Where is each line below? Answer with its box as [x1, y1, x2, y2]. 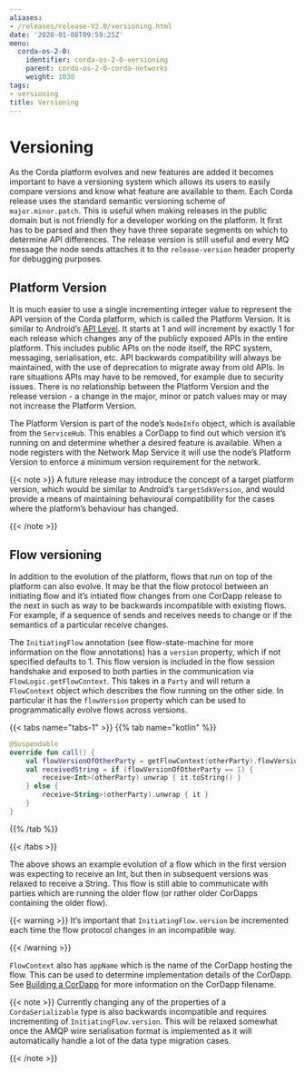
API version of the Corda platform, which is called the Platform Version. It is [9, 314, 290, 325]
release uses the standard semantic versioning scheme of [9, 196, 226, 207]
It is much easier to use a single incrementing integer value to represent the [9, 304, 292, 315]
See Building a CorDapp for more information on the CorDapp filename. [9, 979, 277, 989]
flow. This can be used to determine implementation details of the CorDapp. [9, 969, 293, 980]
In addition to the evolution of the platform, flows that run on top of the [9, 571, 273, 582]
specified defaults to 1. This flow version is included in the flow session [9, 655, 275, 667]
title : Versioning [9, 97, 79, 107]
